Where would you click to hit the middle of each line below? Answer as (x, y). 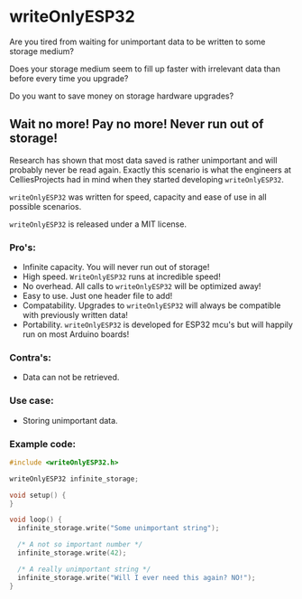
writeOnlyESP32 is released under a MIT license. (98, 224)
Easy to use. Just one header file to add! (97, 296)
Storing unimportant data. (70, 420)
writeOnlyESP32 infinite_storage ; (74, 479)
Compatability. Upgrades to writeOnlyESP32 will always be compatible (151, 305)
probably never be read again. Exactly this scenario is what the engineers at (150, 170)
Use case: (32, 401)
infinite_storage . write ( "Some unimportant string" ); (119, 529)
